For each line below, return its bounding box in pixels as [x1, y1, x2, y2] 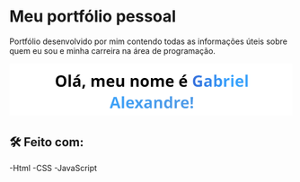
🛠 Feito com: [9, 134, 84, 150]
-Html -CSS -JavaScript [9, 162, 97, 173]
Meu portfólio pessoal [9, 6, 177, 27]
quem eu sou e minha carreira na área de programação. [9, 45, 216, 56]
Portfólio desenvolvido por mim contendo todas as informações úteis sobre [9, 36, 287, 47]
